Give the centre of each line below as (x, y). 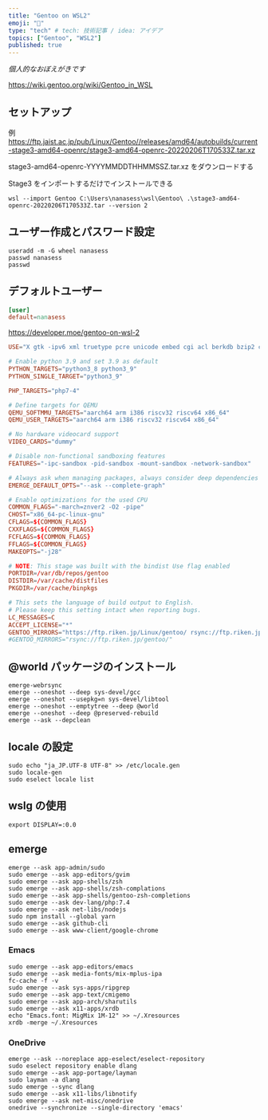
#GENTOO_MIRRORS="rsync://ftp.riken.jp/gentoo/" (91, 640)
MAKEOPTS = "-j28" (35, 552)
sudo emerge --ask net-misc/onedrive (71, 1101)
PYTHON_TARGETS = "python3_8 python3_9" (73, 369)
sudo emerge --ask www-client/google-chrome (83, 930)
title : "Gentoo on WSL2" (49, 16)
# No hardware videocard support (64, 434)
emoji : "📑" (26, 23)
